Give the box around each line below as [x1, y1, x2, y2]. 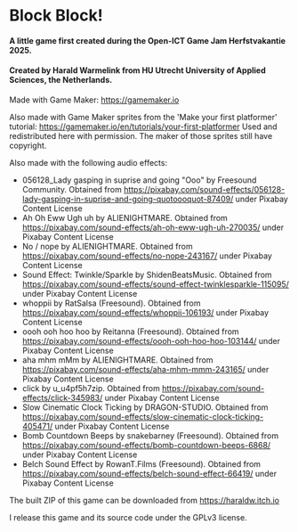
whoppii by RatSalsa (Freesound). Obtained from [21, 298, 202, 308]
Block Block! [9, 5, 104, 26]
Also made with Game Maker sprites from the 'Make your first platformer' [9, 111, 278, 122]
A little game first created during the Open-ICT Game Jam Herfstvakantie [9, 35, 286, 45]
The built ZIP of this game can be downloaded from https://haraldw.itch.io [9, 495, 280, 505]
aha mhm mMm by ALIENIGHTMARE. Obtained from [21, 354, 213, 365]
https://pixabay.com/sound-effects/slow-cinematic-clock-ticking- [21, 411, 264, 422]
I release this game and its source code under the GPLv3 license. [9, 512, 247, 522]
